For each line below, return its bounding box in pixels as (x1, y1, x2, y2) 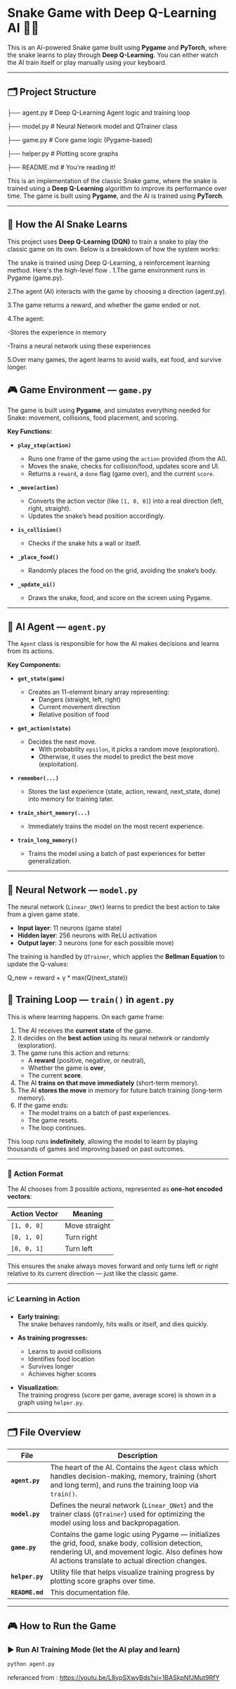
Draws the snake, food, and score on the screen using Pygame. (27, 594, 212, 602)
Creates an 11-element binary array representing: (27, 688, 170, 697)
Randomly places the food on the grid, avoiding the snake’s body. (27, 566, 218, 575)
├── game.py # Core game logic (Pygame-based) (7, 135, 153, 144)
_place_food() (17, 554, 59, 561)
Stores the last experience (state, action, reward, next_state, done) (27, 787, 221, 796)
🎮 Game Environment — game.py (7, 384, 152, 396)
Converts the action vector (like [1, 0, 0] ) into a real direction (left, (27, 497, 223, 505)
